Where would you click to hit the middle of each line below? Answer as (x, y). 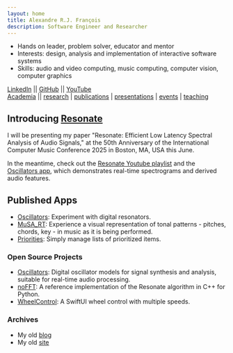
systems (29, 61)
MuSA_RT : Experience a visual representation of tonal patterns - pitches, (121, 224)
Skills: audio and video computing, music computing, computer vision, (118, 68)
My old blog (34, 335)
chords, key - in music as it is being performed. (85, 231)
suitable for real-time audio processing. (74, 279)
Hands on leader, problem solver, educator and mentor (96, 47)
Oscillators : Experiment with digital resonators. (84, 217)
